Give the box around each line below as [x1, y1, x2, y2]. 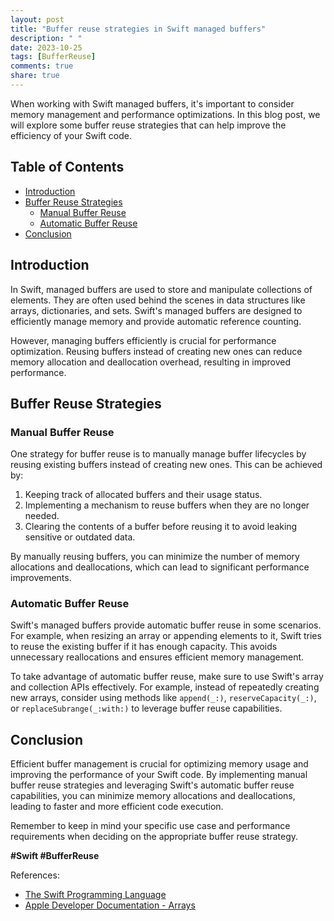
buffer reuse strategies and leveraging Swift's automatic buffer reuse [10, 779, 295, 791]
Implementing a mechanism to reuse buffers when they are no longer [24, 499, 310, 511]
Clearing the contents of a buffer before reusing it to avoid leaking [24, 521, 298, 533]
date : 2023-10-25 [10, 42, 83, 53]
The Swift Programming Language [24, 889, 167, 901]
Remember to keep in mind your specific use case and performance [10, 820, 291, 832]
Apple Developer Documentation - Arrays [24, 899, 196, 911]
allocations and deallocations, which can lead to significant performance [10, 561, 310, 573]
